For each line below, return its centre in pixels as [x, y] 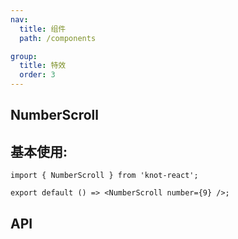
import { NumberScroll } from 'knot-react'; [104, 176]
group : [24, 56]
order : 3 [37, 75]
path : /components [58, 38]
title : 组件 [43, 29]
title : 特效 [43, 66]
